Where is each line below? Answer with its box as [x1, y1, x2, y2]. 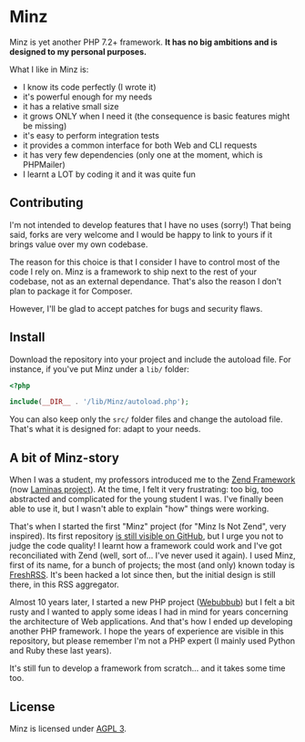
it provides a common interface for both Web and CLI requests [22, 139, 258, 150]
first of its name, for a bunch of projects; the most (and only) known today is [9, 560, 296, 571]
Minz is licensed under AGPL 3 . [9, 723, 127, 734]
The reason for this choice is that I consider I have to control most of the [9, 256, 280, 267]
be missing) [22, 120, 67, 131]
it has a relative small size [22, 100, 119, 111]
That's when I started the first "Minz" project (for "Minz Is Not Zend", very [9, 521, 287, 532]
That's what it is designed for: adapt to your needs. [9, 424, 201, 435]
